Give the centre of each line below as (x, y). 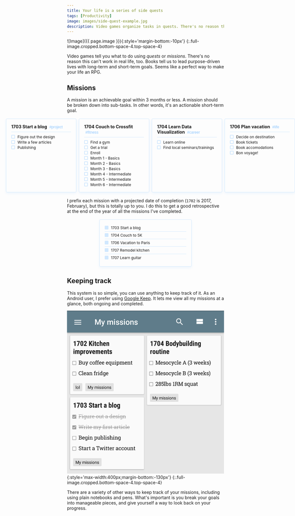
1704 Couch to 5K (127, 236)
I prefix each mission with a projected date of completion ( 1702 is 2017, (140, 201)
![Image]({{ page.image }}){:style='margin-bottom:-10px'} (126, 41)
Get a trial (99, 148)
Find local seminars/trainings (189, 148)
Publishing (27, 148)
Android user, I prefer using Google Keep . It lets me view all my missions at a (146, 298)
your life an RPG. (84, 72)
